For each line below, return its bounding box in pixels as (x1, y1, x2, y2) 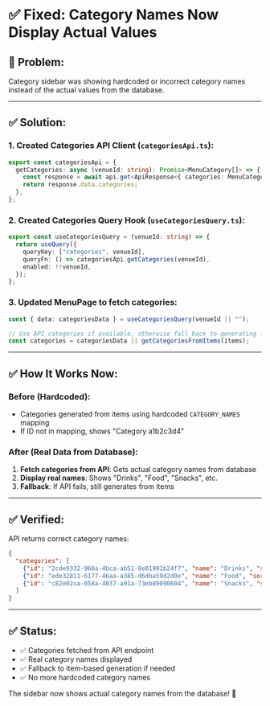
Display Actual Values (8, 23, 157, 42)
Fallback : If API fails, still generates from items (19, 482, 174, 491)
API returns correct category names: (8, 534, 129, 544)
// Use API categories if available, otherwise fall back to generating (8, 330, 257, 338)
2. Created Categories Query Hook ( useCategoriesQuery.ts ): (8, 215, 245, 226)
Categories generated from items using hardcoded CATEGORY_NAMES (19, 408, 241, 419)
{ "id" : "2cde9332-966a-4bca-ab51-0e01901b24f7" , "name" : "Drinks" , (22, 564, 253, 573)
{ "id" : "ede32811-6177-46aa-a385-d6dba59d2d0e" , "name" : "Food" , (22, 572, 247, 580)
